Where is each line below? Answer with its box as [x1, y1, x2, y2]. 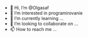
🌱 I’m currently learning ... [10, 15, 64, 21]
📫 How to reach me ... [10, 26, 57, 32]
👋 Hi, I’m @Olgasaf [10, 5, 49, 10]
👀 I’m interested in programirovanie [10, 10, 83, 16]
